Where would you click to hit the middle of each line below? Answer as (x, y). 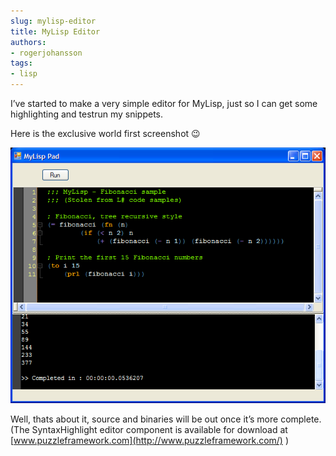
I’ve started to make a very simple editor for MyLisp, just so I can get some (164, 103)
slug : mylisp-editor (53, 21)
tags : (21, 63)
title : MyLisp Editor (55, 31)
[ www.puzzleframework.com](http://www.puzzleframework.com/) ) (150, 440)
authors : (28, 42)
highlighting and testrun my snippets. (87, 114)
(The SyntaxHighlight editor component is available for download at (149, 429)
